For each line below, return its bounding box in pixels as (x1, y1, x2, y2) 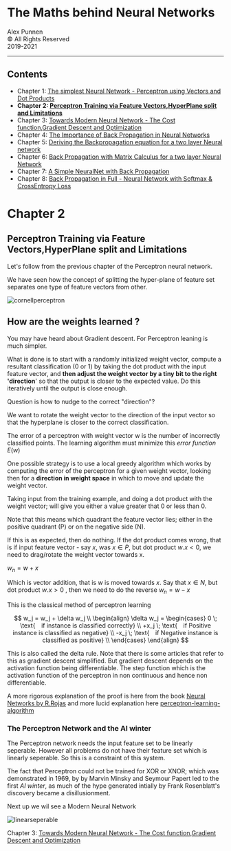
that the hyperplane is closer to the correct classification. (7, 418, 169, 426)
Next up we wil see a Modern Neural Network (7, 802, 136, 810)
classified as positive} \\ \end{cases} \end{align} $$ (42, 636, 189, 644)
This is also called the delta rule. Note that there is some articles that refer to (7, 650, 224, 658)
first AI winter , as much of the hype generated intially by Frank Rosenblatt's (7, 782, 221, 790)
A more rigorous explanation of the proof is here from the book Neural (7, 692, 206, 700)
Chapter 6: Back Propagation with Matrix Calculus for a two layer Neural (16, 153, 221, 161)
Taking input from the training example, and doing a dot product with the (7, 494, 212, 502)
